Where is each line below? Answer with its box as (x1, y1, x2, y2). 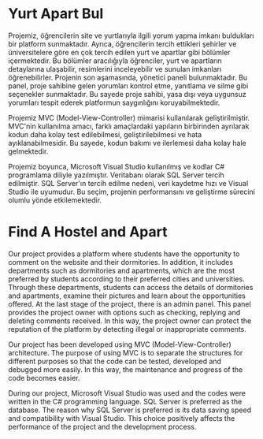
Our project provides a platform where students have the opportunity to (8, 249, 240, 259)
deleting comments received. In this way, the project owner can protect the (8, 316, 252, 326)
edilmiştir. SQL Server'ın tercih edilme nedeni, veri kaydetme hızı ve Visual (8, 178, 249, 188)
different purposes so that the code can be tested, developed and (8, 356, 222, 366)
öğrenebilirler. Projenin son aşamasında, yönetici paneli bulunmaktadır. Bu (8, 73, 248, 82)
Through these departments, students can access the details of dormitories (8, 282, 254, 292)
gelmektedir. (8, 147, 49, 156)
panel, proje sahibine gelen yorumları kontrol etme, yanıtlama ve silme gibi (8, 80, 249, 91)
